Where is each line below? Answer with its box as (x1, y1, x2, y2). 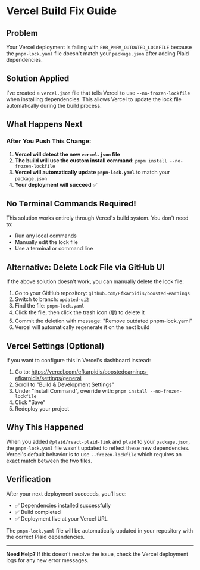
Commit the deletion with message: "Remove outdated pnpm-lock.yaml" (14, 317, 192, 325)
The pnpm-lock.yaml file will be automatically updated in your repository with (6, 527, 193, 534)
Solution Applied (6, 73, 70, 84)
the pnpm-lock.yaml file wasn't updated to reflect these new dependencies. (6, 444, 190, 452)
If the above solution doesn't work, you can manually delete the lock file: (6, 278, 185, 285)
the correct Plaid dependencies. (6, 533, 85, 540)
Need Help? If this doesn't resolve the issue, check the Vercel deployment (6, 550, 189, 558)
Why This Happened (6, 422, 84, 433)
